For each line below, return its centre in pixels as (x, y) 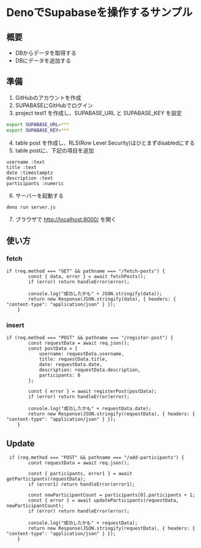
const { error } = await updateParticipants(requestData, (104, 501)
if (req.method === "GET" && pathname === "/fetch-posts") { (86, 271)
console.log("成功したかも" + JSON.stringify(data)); (95, 294)
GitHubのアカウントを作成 (48, 97)
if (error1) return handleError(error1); (82, 484)
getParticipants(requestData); (46, 479)
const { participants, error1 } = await (80, 474)
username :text (26, 162)
